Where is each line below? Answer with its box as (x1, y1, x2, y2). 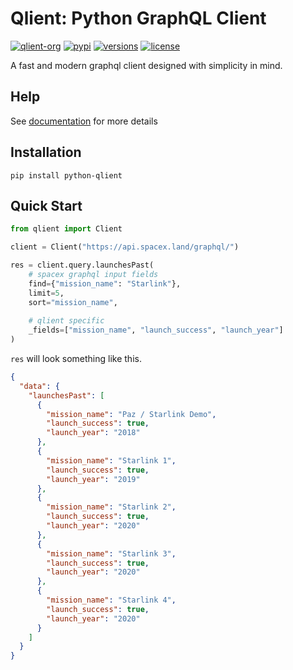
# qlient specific (28, 316, 105, 326)
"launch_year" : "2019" (46, 474, 141, 484)
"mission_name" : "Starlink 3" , (46, 548, 177, 559)
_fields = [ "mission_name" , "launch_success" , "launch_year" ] (28, 325, 284, 336)
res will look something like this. (10, 353, 142, 364)
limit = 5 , (28, 288, 65, 298)
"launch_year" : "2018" (46, 428, 141, 438)
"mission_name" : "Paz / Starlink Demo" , (46, 409, 217, 419)
